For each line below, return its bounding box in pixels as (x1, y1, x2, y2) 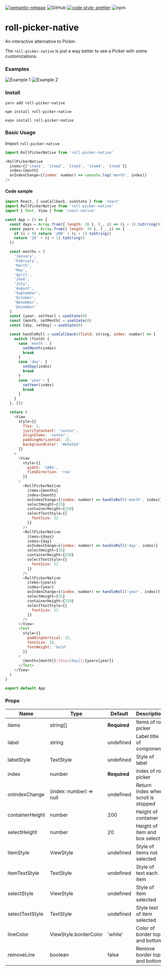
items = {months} (27, 488, 58, 493)
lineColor (7, 931, 29, 938)
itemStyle (7, 849, 30, 856)
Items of (135, 718, 156, 725)
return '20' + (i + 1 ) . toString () (14, 236, 85, 241)
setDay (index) (23, 364, 52, 369)
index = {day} (27, 539, 52, 544)
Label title (135, 733, 159, 740)
